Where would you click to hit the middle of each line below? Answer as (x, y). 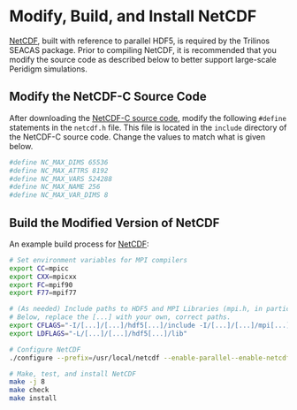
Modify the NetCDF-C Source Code (108, 97)
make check (29, 391)
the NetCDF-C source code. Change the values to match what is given (137, 137)
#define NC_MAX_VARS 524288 (61, 178)
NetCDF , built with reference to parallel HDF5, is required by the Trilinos (140, 41)
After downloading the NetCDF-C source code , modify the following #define (148, 118)
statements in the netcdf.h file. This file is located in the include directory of (148, 127)
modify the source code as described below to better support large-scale (143, 59)
